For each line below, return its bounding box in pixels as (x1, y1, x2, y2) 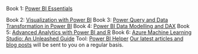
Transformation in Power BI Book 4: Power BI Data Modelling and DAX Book (6, 23, 190, 29)
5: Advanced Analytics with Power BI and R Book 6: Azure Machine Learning (6, 29, 192, 36)
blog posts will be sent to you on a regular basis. (6, 41, 124, 48)
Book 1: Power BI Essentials (6, 5, 72, 12)
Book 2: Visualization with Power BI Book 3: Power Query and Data (6, 16, 169, 23)
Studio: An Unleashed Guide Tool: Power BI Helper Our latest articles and (6, 35, 184, 42)
